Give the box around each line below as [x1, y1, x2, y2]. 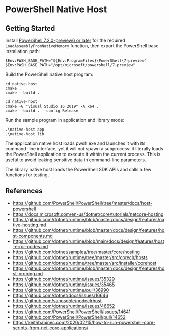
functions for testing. [5, 172, 49, 178]
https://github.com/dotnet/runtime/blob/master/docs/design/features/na [12, 216, 164, 222]
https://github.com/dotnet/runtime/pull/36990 [12, 287, 109, 293]
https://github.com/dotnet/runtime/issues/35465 [12, 281, 115, 288]
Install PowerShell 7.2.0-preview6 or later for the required [5, 37, 126, 43]
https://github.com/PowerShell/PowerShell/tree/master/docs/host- [12, 200, 153, 206]
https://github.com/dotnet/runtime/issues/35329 [12, 276, 115, 282]
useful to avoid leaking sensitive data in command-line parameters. [5, 157, 146, 163]
